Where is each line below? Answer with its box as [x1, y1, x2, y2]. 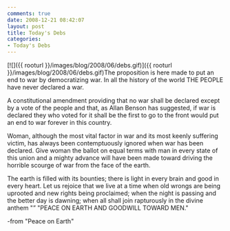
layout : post [7, 23, 45, 30]
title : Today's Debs [7, 29, 67, 37]
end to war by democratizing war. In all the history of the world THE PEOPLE [7, 76, 224, 83]
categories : [7, 36, 41, 43]
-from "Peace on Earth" [7, 217, 74, 225]
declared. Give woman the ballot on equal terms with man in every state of [7, 146, 218, 154]
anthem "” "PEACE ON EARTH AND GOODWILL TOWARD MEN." [7, 204, 189, 212]
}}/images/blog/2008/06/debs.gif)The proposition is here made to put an [7, 68, 215, 77]
